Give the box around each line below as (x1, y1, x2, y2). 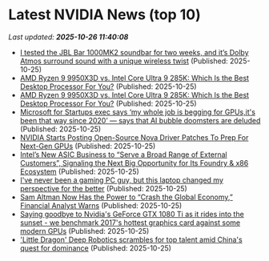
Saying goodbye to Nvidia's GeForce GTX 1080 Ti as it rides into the (19, 209, 244, 219)
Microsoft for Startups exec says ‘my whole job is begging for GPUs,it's (19, 106, 256, 117)
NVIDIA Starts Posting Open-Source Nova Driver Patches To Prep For (19, 132, 249, 142)
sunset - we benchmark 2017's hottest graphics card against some (19, 218, 241, 227)
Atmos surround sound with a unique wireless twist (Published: (19, 56, 228, 66)
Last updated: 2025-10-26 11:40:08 (8, 32, 129, 42)
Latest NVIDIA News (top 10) (8, 6, 202, 24)
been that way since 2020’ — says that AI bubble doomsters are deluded (19, 115, 261, 125)
